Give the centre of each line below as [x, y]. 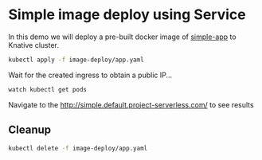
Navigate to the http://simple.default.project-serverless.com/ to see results [131, 104]
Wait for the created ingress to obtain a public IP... [90, 75]
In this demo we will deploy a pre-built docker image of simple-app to [122, 37]
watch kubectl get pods [48, 89]
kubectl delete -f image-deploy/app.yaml [78, 148]
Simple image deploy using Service [127, 15]
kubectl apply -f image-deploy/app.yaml [76, 60]
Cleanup [30, 130]
